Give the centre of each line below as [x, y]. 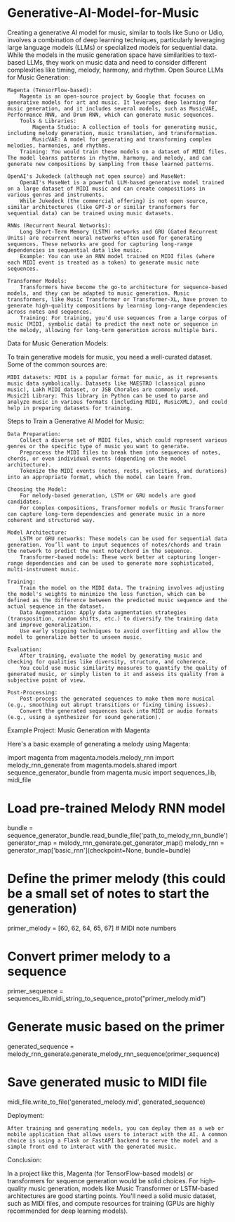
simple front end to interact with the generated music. [92, 1147]
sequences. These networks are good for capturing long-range [100, 244]
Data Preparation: [34, 434]
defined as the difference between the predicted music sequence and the [117, 600]
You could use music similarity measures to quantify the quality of [124, 668]
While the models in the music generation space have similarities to [105, 55]
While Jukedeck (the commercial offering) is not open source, [114, 201]
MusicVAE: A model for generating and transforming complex [122, 139]
